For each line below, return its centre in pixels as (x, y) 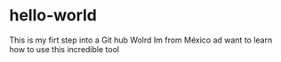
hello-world (53, 15)
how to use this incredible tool (64, 49)
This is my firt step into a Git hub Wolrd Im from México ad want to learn (141, 40)
